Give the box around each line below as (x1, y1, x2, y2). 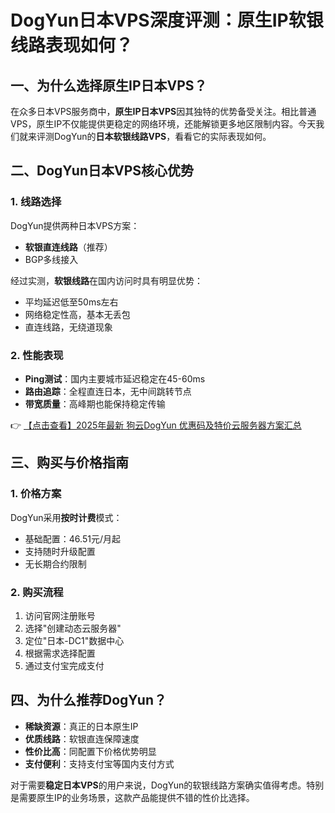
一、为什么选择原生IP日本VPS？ (10, 77, 208, 94)
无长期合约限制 (24, 557, 87, 570)
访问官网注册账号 (24, 609, 96, 621)
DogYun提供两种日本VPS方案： (10, 219, 140, 231)
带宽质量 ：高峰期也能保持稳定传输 (24, 397, 166, 410)
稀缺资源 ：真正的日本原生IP (24, 720, 139, 732)
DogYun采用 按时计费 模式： (10, 511, 123, 523)
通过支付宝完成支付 (24, 659, 105, 671)
